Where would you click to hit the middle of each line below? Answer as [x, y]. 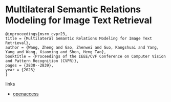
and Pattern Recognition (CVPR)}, [42, 61]
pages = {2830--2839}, [29, 65]
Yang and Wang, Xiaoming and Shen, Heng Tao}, [56, 52]
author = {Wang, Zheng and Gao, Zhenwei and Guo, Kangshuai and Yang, [82, 47]
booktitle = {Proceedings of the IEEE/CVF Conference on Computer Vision [86, 56]
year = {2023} [20, 70]
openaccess [26, 94]
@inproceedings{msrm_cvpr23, [36, 34]
